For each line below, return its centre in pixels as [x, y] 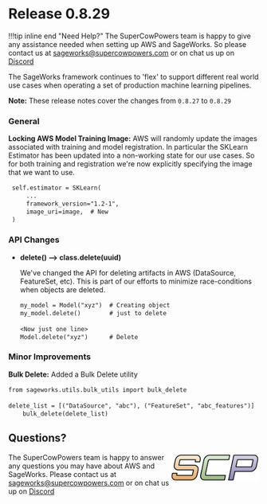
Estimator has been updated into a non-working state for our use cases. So [132, 155]
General [24, 121]
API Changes [34, 240]
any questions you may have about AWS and [82, 466]
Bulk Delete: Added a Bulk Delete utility [73, 374]
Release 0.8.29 [59, 14]
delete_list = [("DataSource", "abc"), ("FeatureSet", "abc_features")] [132, 406]
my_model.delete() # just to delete [93, 313]
